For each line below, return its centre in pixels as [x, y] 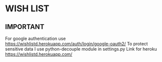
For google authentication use [35, 38]
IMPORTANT [25, 27]
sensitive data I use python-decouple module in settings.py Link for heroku [81, 49]
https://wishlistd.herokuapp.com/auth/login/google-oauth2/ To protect [77, 44]
